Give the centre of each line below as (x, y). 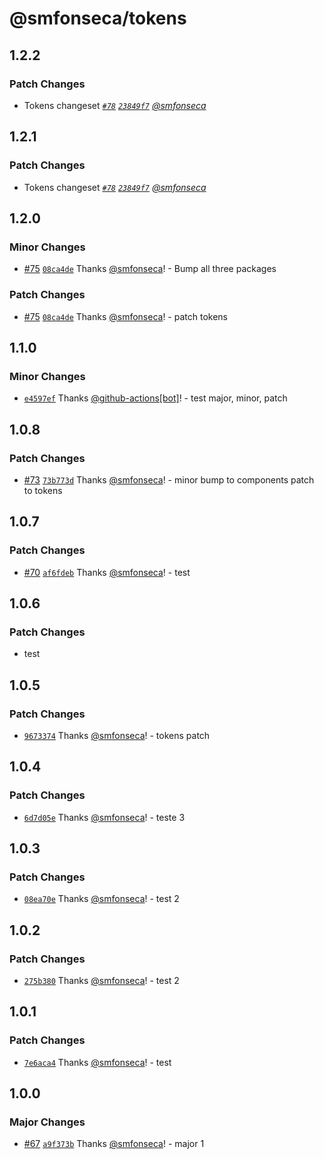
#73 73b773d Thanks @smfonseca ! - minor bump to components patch (169, 479)
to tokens (43, 490)
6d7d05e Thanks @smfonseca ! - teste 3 (104, 817)
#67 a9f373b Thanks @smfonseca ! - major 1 (114, 1144)
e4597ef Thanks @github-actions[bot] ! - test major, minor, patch (155, 398)
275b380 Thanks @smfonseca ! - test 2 (101, 981)
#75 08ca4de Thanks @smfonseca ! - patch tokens (126, 316)
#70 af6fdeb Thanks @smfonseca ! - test (107, 572)
